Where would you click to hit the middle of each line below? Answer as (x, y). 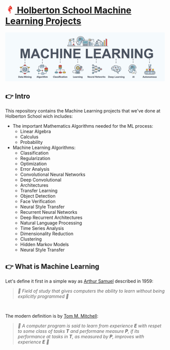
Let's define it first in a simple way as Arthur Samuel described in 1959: (79, 281)
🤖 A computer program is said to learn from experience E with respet (90, 326)
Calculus (29, 137)
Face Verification (38, 202)
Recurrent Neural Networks (49, 212)
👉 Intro (18, 96)
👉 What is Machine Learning (52, 266)
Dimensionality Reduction (47, 234)
